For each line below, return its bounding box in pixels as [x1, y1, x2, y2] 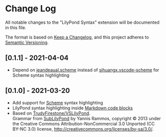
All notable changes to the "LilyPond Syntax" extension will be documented [5, 19, 160, 25]
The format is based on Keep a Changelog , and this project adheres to [5, 34, 149, 40]
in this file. [5, 24, 26, 30]
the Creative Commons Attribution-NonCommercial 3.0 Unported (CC [12, 121, 155, 127]
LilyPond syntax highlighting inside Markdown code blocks [12, 105, 133, 111]
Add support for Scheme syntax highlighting [12, 99, 103, 105]
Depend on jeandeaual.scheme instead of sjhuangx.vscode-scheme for [12, 67, 160, 73]
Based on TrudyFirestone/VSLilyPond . [12, 110, 90, 116]
